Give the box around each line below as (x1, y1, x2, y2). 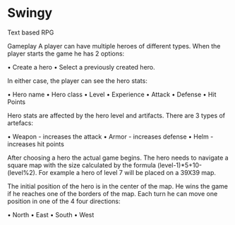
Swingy (7, 5, 53, 21)
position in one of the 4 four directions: (7, 197, 121, 205)
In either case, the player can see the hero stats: (7, 76, 148, 85)
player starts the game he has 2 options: (7, 49, 125, 58)
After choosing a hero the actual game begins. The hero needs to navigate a (7, 153, 229, 162)
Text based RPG (7, 28, 54, 37)
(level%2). (7, 168, 37, 176)
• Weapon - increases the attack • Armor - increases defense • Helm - (7, 132, 214, 141)
